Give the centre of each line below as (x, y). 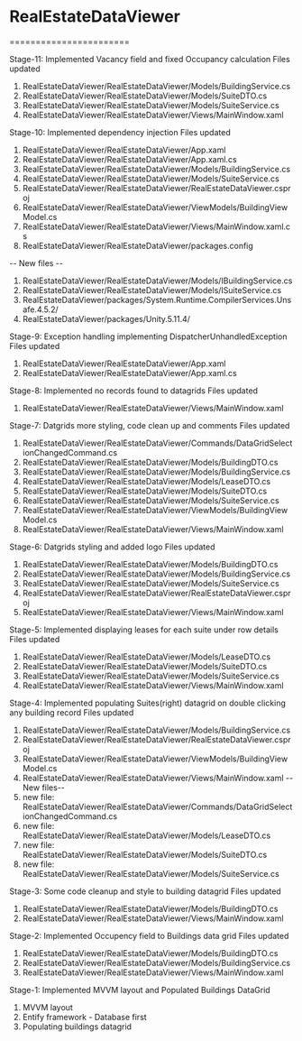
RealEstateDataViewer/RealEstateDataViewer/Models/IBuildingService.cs (157, 281)
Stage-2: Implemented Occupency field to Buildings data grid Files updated (149, 935)
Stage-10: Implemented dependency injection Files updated (120, 132)
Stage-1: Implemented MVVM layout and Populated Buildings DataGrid (140, 990)
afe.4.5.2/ (40, 309)
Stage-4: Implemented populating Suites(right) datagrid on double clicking (147, 703)
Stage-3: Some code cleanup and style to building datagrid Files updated (145, 891)
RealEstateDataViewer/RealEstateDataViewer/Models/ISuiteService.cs (152, 290)
